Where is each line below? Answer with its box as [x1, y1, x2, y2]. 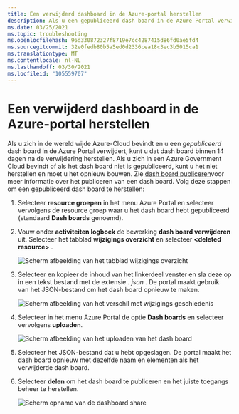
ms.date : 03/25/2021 [7, 24, 69, 31]
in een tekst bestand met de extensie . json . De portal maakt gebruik [17, 278, 220, 286]
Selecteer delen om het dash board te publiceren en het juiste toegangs [17, 377, 229, 385]
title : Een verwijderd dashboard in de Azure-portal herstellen [7, 10, 202, 18]
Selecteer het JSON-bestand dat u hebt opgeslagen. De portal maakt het [17, 348, 232, 357]
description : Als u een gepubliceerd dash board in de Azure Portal [7, 17, 215, 24]
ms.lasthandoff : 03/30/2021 [7, 63, 91, 71]
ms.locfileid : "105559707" [7, 70, 87, 77]
